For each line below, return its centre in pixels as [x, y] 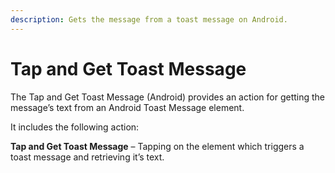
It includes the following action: [75, 127]
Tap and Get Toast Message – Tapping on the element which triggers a [157, 146]
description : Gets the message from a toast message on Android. [149, 19]
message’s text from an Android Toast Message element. [127, 107]
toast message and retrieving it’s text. [87, 157]
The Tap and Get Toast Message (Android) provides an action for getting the [168, 97]
